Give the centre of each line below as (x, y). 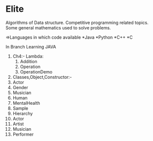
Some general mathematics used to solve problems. (58, 27)
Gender (20, 87)
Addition (29, 61)
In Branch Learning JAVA (31, 47)
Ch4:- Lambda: (28, 56)
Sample (20, 108)
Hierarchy (23, 113)
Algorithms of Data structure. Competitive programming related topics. (77, 23)
